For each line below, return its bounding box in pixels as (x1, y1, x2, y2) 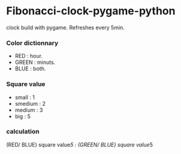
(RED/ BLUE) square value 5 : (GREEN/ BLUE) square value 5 (6, 141, 153, 148)
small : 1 (14, 94, 35, 101)
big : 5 (14, 112, 31, 120)
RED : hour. (14, 53, 43, 60)
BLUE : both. (14, 65, 46, 72)
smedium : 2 (14, 100, 46, 107)
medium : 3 (14, 106, 43, 113)
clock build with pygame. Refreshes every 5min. (6, 24, 125, 31)
